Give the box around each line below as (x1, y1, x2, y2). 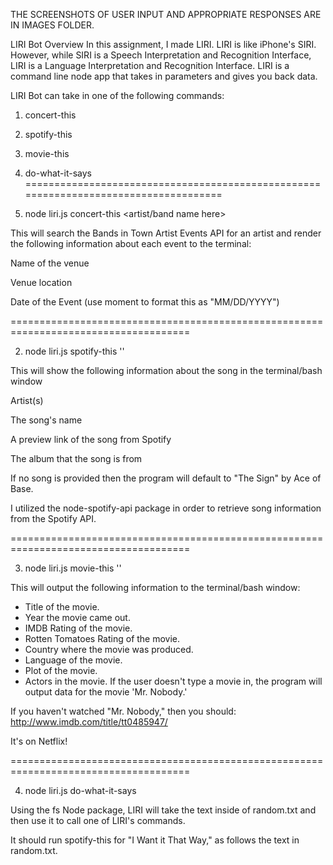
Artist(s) (10, 395, 44, 406)
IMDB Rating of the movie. (24, 622, 133, 634)
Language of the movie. (24, 654, 123, 666)
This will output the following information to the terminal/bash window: (10, 582, 301, 593)
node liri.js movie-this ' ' (24, 562, 122, 574)
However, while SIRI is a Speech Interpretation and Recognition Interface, (10, 49, 312, 61)
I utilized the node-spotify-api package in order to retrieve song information (10, 502, 322, 514)
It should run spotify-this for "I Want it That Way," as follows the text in (10, 834, 300, 846)
